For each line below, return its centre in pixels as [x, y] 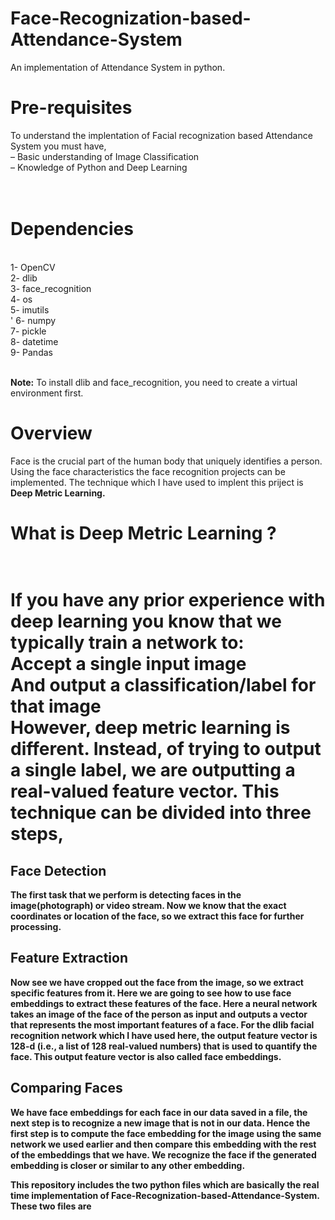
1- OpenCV [33, 267]
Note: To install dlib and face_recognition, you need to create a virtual [154, 382]
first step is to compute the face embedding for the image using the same [166, 1133]
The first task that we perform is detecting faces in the [126, 894]
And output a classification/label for [163, 685]
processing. [36, 926]
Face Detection [58, 870]
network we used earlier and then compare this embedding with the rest [163, 1144]
